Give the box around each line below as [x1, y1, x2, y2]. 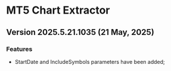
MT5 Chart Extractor [6, 4, 110, 17]
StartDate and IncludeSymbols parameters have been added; [14, 58, 165, 65]
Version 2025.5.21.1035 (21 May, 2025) [6, 27, 155, 37]
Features [6, 45, 33, 53]
